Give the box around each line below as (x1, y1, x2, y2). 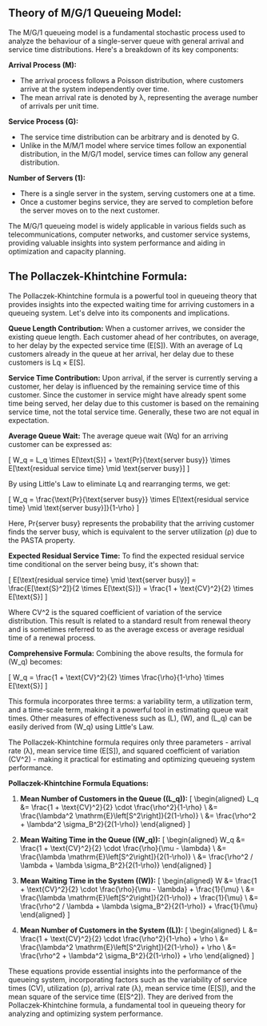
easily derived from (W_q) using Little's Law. (8, 721, 154, 731)
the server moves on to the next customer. (19, 206, 160, 215)
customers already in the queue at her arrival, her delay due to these (8, 349, 234, 358)
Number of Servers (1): (8, 173, 86, 182)
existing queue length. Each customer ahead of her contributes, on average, (8, 332, 260, 341)
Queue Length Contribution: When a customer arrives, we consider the (8, 323, 245, 333)
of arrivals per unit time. (19, 101, 99, 110)
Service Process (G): (8, 116, 78, 126)
